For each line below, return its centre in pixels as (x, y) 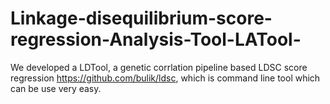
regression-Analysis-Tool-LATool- (156, 39)
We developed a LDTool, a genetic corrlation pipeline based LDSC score (159, 67)
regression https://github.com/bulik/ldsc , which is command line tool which (165, 78)
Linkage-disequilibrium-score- (141, 18)
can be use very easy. (56, 88)
